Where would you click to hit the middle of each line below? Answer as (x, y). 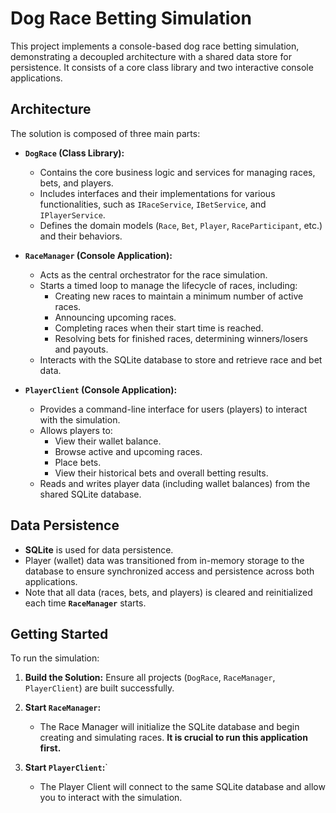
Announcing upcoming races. (115, 317)
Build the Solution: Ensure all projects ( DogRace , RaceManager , (150, 678)
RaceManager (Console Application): (98, 255)
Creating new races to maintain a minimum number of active (179, 296)
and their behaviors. (81, 236)
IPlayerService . (72, 214)
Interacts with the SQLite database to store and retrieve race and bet (181, 359)
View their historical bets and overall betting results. (161, 473)
